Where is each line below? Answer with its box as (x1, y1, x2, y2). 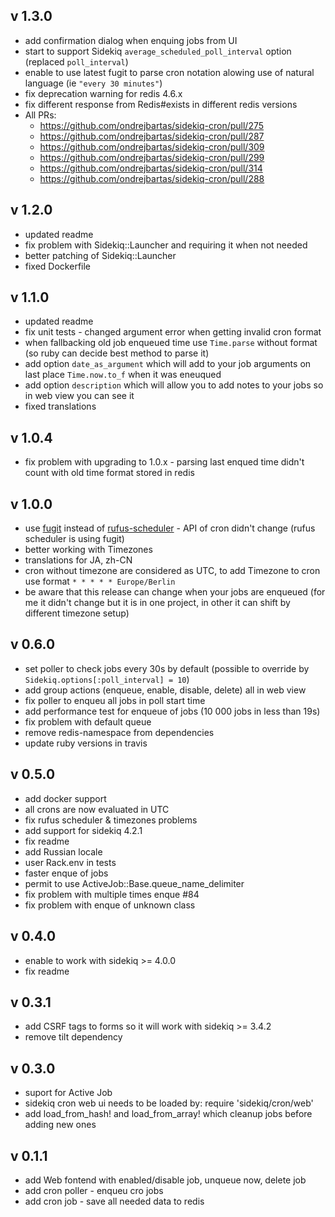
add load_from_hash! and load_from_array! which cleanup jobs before (24, 1108, 313, 1120)
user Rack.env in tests (24, 856, 117, 868)
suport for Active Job (24, 1087, 113, 1099)
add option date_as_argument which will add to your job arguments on (24, 358, 312, 370)
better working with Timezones (24, 544, 153, 556)
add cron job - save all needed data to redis (24, 1195, 205, 1207)
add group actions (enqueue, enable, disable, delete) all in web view (24, 684, 307, 696)
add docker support (24, 792, 107, 804)
